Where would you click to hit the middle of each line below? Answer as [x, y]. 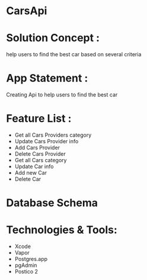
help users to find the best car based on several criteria [74, 54]
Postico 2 [26, 272]
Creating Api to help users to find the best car [62, 95]
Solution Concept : [53, 38]
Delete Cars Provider [40, 154]
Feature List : [39, 119]
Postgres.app [31, 259]
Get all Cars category [41, 160]
